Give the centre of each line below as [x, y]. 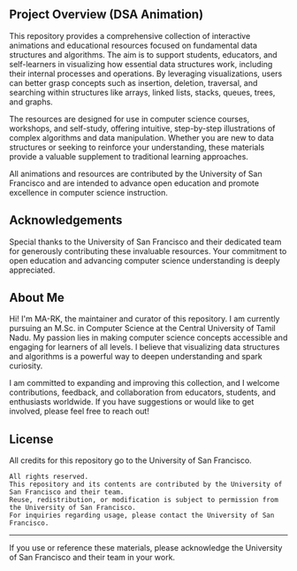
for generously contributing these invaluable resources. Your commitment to [148, 251]
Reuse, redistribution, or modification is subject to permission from [144, 500]
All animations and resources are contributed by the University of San [136, 174]
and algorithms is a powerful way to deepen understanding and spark [136, 357]
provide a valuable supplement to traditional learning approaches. [129, 156]
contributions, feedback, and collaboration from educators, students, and [143, 392]
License [31, 439]
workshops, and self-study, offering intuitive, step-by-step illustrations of [142, 128]
